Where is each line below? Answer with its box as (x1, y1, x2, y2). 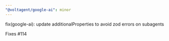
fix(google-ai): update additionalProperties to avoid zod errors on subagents (5, 21, 164, 27)
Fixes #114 (5, 30, 27, 36)
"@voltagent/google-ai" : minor (5, 7, 71, 12)
